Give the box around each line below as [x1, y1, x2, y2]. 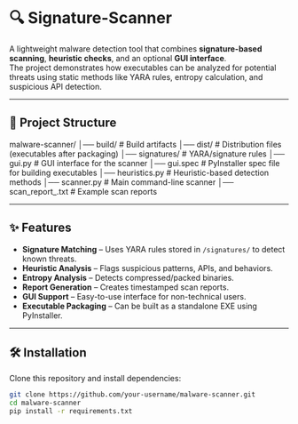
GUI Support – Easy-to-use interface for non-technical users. [21, 291, 247, 301]
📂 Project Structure [9, 116, 117, 131]
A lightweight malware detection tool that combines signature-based [9, 43, 263, 54]
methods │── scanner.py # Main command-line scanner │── [9, 176, 234, 188]
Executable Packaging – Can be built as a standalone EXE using [21, 300, 257, 311]
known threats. [21, 253, 77, 264]
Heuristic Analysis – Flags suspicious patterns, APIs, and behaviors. [21, 262, 273, 273]
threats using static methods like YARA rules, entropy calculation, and [9, 71, 263, 82]
